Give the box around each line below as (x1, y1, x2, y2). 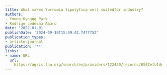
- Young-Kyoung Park (5, 16, 48, 21)
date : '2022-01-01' (5, 26, 46, 31)
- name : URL (5, 53, 30, 58)
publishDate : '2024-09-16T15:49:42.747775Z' (5, 30, 99, 35)
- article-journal (5, 39, 43, 44)
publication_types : (5, 35, 46, 40)
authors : (5, 12, 23, 17)
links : (5, 48, 19, 53)
